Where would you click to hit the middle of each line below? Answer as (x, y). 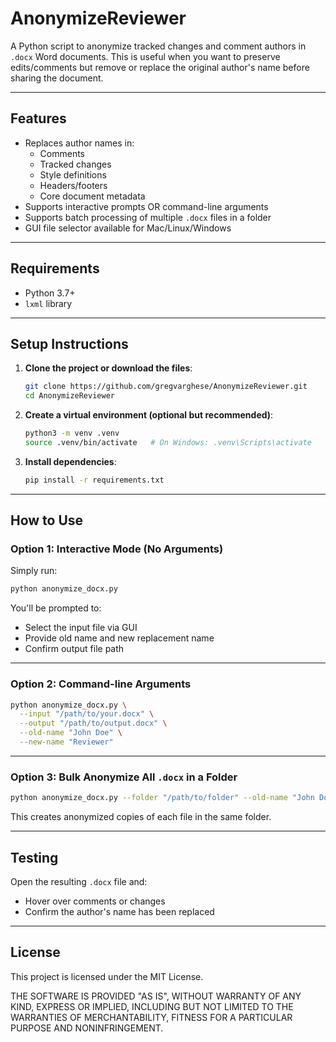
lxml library (48, 303)
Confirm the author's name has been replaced (119, 911)
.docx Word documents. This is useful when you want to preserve (145, 56)
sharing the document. (57, 78)
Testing (34, 857)
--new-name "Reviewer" (66, 742)
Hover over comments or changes (95, 901)
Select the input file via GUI (81, 628)
